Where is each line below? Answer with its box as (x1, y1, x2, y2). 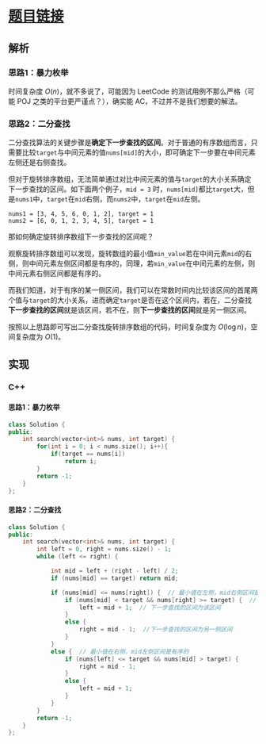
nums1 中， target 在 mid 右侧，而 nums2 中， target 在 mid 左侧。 (15, 194, 205, 204)
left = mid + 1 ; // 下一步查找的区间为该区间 (78, 604, 222, 612)
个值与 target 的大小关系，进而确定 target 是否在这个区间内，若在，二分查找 (8, 295, 252, 305)
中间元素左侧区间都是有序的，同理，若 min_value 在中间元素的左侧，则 (28, 259, 256, 268)
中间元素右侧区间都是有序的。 (8, 269, 105, 278)
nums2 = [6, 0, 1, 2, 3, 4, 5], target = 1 (8, 217, 154, 225)
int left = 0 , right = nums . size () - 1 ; (36, 545, 172, 554)
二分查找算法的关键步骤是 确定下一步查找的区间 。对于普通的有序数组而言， (8, 138, 251, 148)
